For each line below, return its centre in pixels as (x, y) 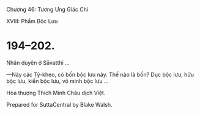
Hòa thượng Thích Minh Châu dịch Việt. (56, 93)
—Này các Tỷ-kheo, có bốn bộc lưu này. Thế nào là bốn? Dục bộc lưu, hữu (100, 74)
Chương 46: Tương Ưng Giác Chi (47, 9)
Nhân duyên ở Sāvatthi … (38, 62)
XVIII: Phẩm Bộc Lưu (32, 21)
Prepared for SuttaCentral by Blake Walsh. (59, 104)
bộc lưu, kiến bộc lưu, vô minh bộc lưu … (57, 81)
